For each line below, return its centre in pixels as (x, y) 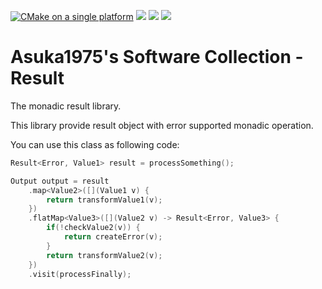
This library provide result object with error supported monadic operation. (162, 125)
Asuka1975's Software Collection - (157, 57)
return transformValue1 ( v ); (104, 200)
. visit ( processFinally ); (80, 274)
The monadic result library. (66, 106)
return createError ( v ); (113, 237)
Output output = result (60, 181)
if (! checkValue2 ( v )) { (93, 228)
